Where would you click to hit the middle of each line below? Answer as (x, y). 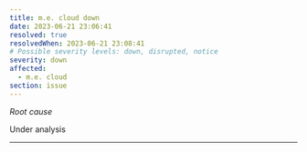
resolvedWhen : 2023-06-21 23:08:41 (77, 43)
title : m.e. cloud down (55, 18)
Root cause (31, 111)
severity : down (38, 60)
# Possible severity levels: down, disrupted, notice (114, 52)
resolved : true (38, 35)
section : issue (38, 86)
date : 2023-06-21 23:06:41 (61, 26)
